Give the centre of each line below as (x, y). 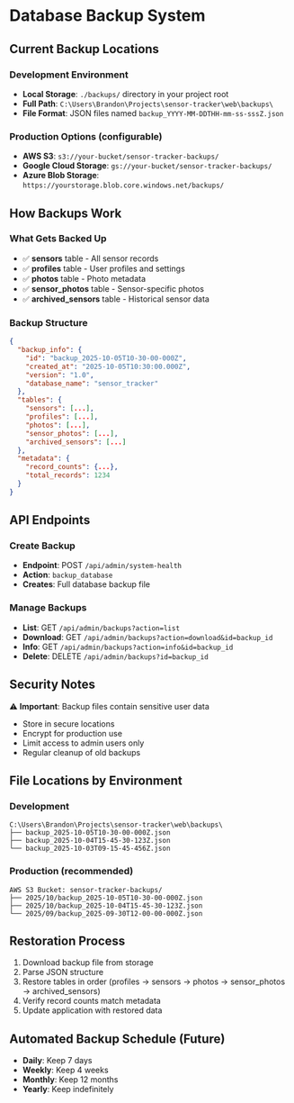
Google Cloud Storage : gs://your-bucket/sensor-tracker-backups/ (147, 166)
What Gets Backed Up (58, 239)
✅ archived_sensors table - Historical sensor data (116, 299)
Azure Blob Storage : (61, 176)
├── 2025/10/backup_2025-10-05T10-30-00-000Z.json (106, 898)
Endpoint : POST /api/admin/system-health (102, 565)
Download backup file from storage (88, 963)
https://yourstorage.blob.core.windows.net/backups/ (123, 185)
